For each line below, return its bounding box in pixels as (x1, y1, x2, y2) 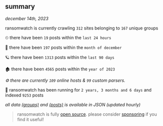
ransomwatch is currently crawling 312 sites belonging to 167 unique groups (5, 25, 159, 31)
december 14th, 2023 (5, 15, 49, 21)
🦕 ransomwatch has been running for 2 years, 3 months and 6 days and (5, 87, 152, 93)
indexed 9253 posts (5, 92, 44, 98)
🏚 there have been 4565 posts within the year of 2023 (5, 66, 115, 72)
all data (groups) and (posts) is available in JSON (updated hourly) (5, 101, 141, 107)
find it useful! (17, 116, 44, 122)
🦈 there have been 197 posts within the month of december (5, 44, 122, 50)
